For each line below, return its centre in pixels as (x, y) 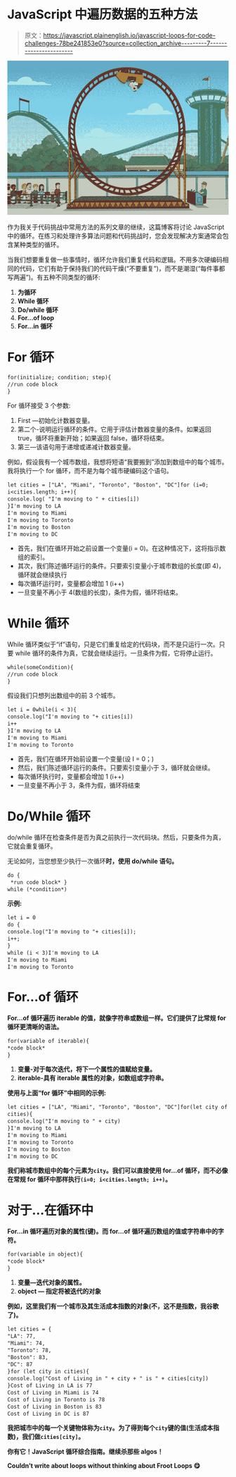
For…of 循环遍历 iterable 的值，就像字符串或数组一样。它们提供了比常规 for (117, 1018)
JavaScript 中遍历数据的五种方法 (103, 14)
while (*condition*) (38, 889)
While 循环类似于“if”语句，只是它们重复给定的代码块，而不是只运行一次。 (113, 644)
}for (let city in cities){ (48, 1371)
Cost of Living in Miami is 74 (53, 1392)
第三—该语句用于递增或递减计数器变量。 (76, 447)
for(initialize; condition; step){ (59, 377)
